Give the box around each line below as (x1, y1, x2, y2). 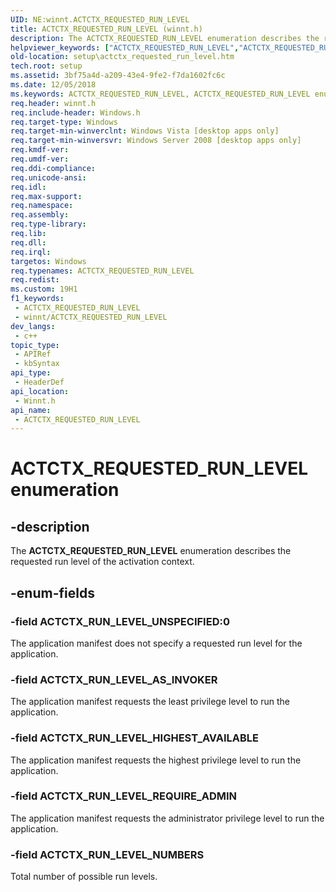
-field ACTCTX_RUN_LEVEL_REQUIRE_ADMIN (10, 789, 238, 803)
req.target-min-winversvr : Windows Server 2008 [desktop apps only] (10, 136, 302, 146)
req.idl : (10, 182, 47, 192)
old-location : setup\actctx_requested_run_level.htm (10, 52, 235, 62)
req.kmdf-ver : (10, 145, 70, 155)
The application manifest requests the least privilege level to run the (10, 696, 290, 708)
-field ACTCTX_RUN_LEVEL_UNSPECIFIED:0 (10, 614, 230, 628)
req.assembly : (10, 210, 70, 220)
